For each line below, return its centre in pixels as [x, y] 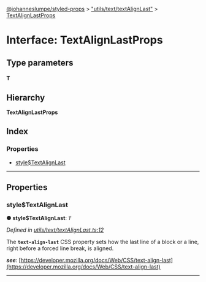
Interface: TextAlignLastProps [85, 40]
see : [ [14, 261]
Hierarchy [26, 97]
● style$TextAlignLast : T [39, 218]
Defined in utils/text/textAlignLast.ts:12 [55, 230]
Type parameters [40, 63]
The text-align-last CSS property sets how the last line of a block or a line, [103, 242]
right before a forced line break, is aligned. [60, 248]
